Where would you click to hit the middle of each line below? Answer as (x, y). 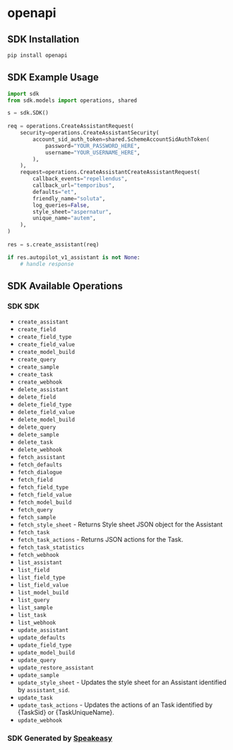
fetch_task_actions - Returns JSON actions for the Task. (100, 540)
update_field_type (44, 645)
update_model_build (46, 653)
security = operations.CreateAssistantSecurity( (90, 133)
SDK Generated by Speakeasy (60, 739)
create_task (35, 375)
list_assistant (40, 563)
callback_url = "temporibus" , (74, 185)
